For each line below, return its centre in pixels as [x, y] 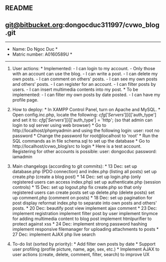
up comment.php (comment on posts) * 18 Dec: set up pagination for [82, 198]
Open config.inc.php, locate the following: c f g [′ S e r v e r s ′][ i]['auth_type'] [84, 115]
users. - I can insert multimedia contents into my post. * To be [75, 90]
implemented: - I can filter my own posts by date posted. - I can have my [86, 95]
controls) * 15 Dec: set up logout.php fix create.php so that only [77, 187]
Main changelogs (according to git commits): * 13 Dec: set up [75, 166]
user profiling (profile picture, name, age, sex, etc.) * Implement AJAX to [86, 249]
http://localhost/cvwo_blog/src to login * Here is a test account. [77, 146]
